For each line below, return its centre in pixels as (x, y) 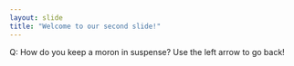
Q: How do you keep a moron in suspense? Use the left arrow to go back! (147, 52)
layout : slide (37, 18)
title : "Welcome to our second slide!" (85, 26)
